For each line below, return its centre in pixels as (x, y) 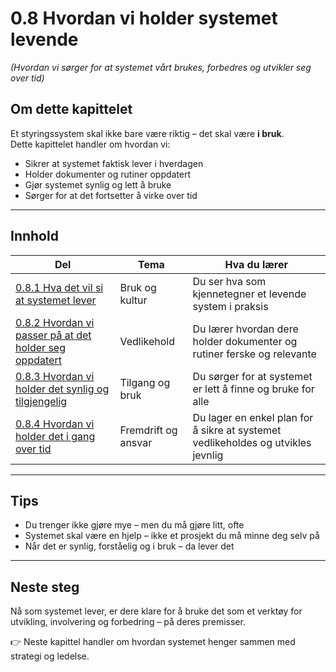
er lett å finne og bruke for (253, 389)
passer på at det (53, 335)
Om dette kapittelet (71, 109)
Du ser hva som (229, 281)
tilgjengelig (41, 401)
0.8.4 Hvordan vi (55, 424)
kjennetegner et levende (249, 294)
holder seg (40, 347)
